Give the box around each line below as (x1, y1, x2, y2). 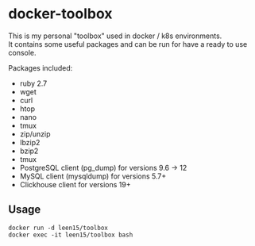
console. (8, 48, 37, 57)
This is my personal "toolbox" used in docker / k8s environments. (8, 31, 222, 40)
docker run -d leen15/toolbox (8, 224, 109, 232)
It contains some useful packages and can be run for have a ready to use (8, 39, 248, 48)
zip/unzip (19, 129, 51, 139)
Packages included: (8, 63, 73, 72)
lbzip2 (19, 137, 41, 147)
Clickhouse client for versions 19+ (19, 179, 131, 189)
